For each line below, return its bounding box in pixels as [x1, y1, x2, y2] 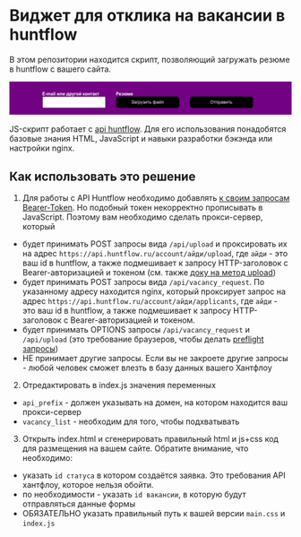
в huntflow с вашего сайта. [9, 64, 112, 74]
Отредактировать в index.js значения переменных [21, 380, 217, 391]
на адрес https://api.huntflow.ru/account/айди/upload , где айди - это [21, 248, 288, 259]
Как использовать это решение [9, 169, 196, 184]
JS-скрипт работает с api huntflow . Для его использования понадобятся [9, 124, 287, 134]
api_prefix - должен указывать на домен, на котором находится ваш [21, 397, 288, 408]
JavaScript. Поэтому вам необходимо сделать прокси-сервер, [21, 212, 263, 222]
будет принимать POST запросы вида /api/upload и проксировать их [21, 238, 288, 249]
